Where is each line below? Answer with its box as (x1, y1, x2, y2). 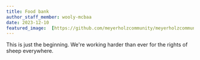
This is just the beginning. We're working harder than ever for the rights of (6, 41, 188, 48)
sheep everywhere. (6, 48, 54, 55)
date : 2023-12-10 (6, 19, 49, 25)
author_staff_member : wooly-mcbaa (6, 14, 92, 20)
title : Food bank (6, 8, 49, 15)
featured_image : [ (6, 25, 55, 31)
